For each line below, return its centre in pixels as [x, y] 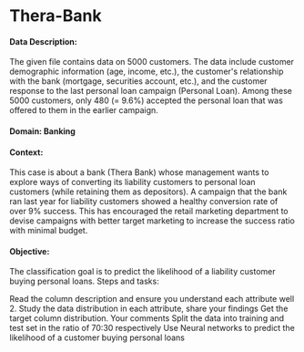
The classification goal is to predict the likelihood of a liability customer [142, 272]
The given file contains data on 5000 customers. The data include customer [152, 62]
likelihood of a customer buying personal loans [97, 337]
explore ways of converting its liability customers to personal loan [133, 182]
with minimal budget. [49, 231]
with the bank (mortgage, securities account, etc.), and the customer [138, 81]
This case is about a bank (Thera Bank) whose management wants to [139, 172]
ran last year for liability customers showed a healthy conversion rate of [144, 202]
